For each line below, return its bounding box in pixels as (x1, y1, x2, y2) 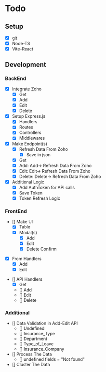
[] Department (19, 336, 47, 342)
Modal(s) (19, 229, 38, 235)
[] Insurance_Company (19, 346, 65, 352)
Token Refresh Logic (19, 195, 60, 201)
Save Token (19, 190, 43, 196)
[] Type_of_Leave (19, 341, 54, 347)
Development (5, 60, 47, 68)
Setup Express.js (12, 113, 46, 119)
